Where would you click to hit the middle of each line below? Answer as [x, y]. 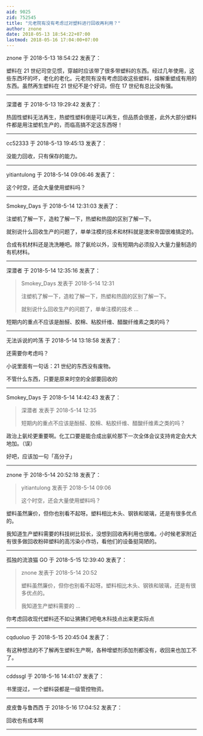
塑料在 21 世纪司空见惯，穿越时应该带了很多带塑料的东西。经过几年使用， [98, 71]
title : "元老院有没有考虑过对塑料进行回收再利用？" [63, 23]
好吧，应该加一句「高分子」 [41, 456]
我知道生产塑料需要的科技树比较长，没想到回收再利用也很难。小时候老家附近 [101, 534]
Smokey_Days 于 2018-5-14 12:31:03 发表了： [63, 206]
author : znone [24, 29]
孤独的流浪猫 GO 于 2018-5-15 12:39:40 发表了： [67, 560]
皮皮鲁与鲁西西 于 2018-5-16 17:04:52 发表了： [64, 707]
